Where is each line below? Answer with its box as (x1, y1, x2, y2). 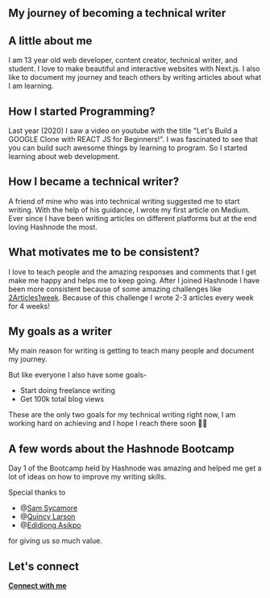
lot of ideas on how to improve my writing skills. (8, 472, 167, 482)
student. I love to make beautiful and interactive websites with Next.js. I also (8, 64, 260, 73)
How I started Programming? (8, 104, 156, 118)
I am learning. (8, 81, 54, 91)
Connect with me (8, 581, 67, 591)
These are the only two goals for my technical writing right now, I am (8, 410, 236, 420)
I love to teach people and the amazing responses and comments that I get (8, 266, 256, 277)
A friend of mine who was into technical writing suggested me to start (8, 196, 240, 206)
